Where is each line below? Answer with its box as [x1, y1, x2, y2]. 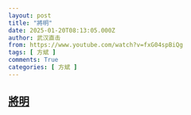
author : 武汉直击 [8, 33, 61, 42]
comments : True [8, 56, 59, 64]
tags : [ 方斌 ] [8, 48, 57, 56]
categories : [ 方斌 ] [8, 63, 78, 71]
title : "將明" [8, 19, 53, 27]
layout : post [8, 11, 52, 20]
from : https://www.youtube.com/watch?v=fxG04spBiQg [8, 41, 183, 49]
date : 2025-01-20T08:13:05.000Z [8, 26, 115, 34]
